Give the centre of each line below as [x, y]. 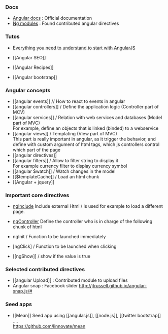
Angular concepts [28, 90]
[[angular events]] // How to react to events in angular [69, 101]
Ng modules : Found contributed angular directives [66, 23]
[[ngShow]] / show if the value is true [51, 256]
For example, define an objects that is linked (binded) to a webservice [86, 128]
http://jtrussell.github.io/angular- [113, 286]
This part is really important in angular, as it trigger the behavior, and [84, 139]
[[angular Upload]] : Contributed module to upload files [70, 280]
